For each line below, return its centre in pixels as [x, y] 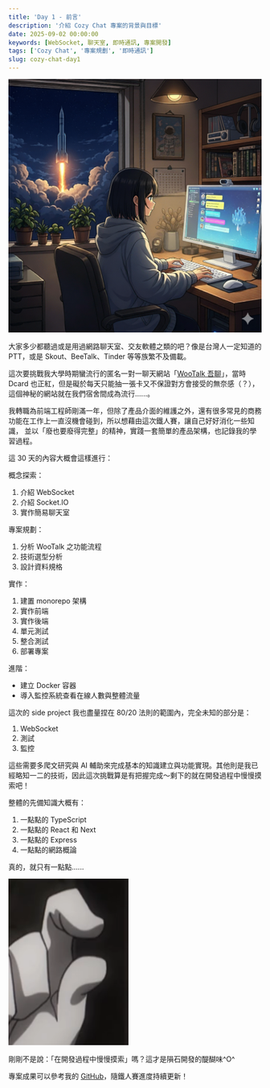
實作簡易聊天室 [45, 512]
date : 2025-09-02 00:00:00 [53, 34]
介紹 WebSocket [47, 492]
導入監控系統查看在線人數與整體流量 [80, 695]
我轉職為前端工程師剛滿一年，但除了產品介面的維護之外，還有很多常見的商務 [135, 411]
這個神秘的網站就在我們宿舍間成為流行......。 [82, 394]
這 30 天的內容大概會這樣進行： [61, 458]
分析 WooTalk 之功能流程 [61, 546]
